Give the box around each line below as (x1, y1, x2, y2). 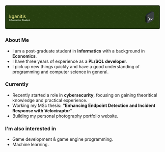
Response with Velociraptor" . (12, 107, 74, 113)
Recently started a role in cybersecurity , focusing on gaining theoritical (12, 92, 158, 98)
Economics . (12, 53, 37, 59)
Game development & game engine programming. (12, 136, 113, 142)
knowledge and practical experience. (12, 97, 87, 103)
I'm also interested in (5, 125, 56, 132)
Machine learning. (12, 142, 49, 148)
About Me (5, 37, 29, 44)
